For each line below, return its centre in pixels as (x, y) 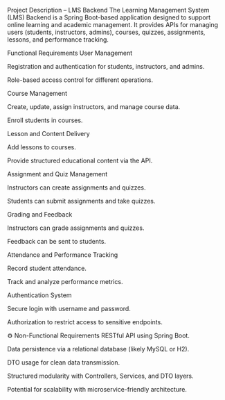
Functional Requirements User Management (70, 53)
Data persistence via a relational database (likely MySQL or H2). (98, 349)
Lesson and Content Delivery (48, 134)
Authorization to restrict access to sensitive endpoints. (85, 322)
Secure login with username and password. (69, 309)
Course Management (37, 93)
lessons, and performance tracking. (58, 40)
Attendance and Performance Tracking (63, 255)
